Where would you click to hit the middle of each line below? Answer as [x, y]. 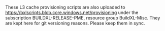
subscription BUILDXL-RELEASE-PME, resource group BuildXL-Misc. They [83, 18]
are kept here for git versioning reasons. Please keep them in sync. [75, 23]
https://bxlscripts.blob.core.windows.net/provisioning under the [72, 12]
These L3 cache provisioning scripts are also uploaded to [65, 7]
